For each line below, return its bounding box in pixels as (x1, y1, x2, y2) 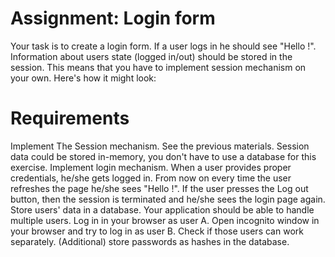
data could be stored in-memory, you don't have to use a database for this (10, 150, 317, 162)
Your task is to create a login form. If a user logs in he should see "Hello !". (10, 40, 317, 52)
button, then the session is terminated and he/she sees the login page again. (10, 193, 326, 205)
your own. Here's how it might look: (10, 72, 157, 84)
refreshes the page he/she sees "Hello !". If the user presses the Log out (10, 182, 309, 194)
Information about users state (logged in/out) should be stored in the (10, 50, 293, 62)
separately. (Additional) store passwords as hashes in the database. (10, 235, 290, 247)
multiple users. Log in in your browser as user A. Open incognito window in (10, 214, 320, 226)
